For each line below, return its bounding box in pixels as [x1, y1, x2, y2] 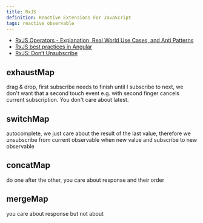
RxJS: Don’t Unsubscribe [15, 50, 78, 57]
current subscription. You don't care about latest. [6, 96, 129, 104]
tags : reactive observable [6, 20, 75, 26]
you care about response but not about [6, 210, 104, 217]
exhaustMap [6, 67, 55, 78]
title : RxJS [6, 8, 36, 15]
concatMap [6, 160, 50, 170]
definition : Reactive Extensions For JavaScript [6, 15, 131, 21]
